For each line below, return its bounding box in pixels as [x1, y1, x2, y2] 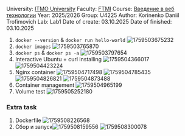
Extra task [6, 103, 37, 111]
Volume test [15, 88, 46, 95]
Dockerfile [15, 117, 41, 124]
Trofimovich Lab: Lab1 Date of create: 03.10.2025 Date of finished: [6, 18, 172, 25]
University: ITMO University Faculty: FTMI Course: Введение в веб [6, 5, 175, 12]
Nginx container [15, 69, 56, 75]
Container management [15, 81, 75, 89]
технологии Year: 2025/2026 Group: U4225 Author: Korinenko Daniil [6, 12, 180, 19]
